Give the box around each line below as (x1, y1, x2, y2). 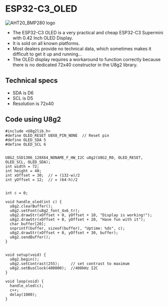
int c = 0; (5, 190, 28, 195)
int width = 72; (5, 164, 39, 169)
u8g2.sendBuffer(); (10, 234, 51, 240)
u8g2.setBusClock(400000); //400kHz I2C (10, 266, 98, 271)
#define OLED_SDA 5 (5, 137, 46, 142)
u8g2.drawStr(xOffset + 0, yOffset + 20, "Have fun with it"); (10, 217, 145, 222)
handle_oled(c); (10, 283, 44, 288)
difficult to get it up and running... (12, 51, 82, 57)
